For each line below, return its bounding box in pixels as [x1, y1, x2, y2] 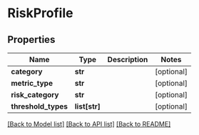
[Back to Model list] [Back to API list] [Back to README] [7, 120, 171, 128]
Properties [7, 34, 56, 46]
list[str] [74, 101, 101, 111]
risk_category [11, 90, 59, 99]
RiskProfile [7, 5, 73, 21]
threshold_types [11, 101, 68, 111]
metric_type [11, 79, 53, 88]
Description [107, 55, 148, 64]
